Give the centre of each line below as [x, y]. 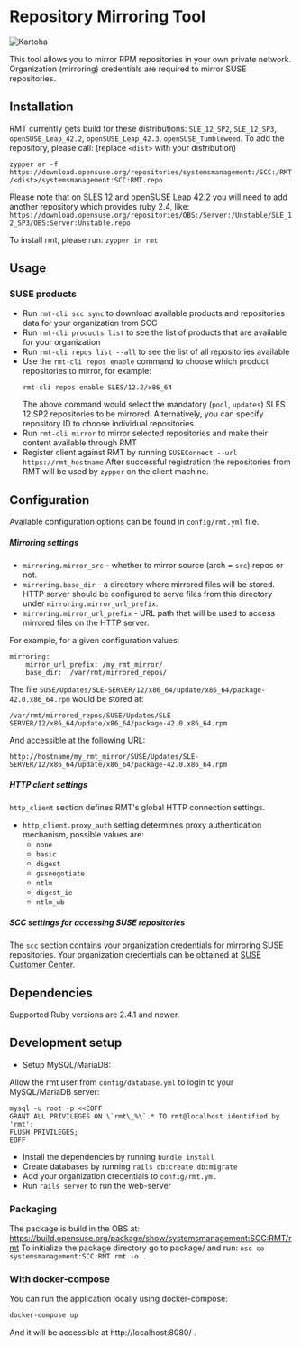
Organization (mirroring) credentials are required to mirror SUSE [128, 69]
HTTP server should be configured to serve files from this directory [147, 594]
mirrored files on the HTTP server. [86, 623]
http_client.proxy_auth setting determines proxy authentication [142, 825]
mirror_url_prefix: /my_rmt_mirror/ [95, 665]
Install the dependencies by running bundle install [118, 1156]
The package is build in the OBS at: [74, 1229]
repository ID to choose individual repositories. [109, 424]
